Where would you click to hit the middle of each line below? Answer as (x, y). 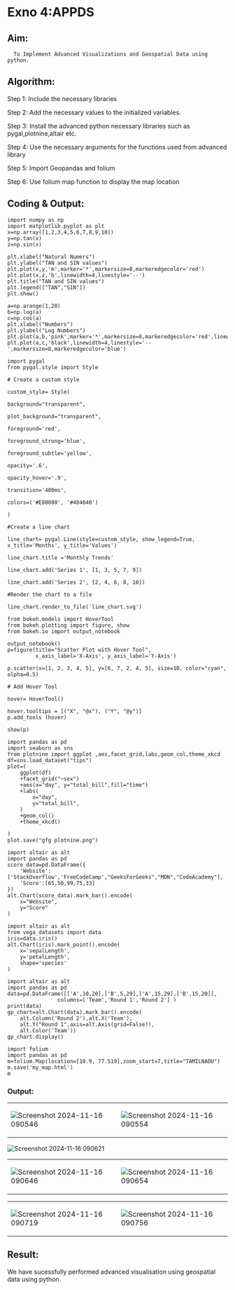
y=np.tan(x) (24, 238)
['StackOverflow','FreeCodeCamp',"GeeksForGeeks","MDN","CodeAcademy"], (115, 877)
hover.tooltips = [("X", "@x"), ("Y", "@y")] (74, 711)
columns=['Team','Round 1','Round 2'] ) (117, 1000)
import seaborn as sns (40, 748)
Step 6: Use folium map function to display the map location (93, 181)
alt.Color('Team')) (48, 1030)
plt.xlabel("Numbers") (40, 324)
